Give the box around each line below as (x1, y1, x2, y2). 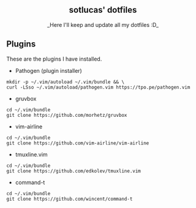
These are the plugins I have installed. (6, 55, 102, 62)
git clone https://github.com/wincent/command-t (6, 196, 133, 202)
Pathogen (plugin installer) (15, 67, 83, 74)
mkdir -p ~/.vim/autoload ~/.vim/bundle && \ (6, 79, 124, 85)
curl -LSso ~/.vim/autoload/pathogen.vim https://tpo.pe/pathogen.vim (6, 84, 190, 91)
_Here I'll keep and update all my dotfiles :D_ (47, 21, 159, 28)
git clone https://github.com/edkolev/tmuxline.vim (6, 168, 141, 174)
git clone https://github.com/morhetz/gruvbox (6, 112, 127, 118)
